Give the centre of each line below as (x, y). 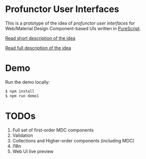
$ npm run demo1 (22, 96)
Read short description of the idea (40, 38)
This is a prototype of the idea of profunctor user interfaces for (70, 23)
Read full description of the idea (38, 48)
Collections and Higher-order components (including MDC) (73, 140)
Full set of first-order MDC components (53, 130)
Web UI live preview (33, 151)
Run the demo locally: (27, 82)
